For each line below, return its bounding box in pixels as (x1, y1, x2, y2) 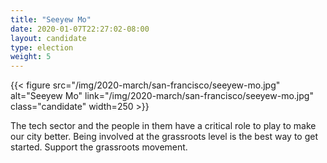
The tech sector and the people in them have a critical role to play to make (10, 120, 317, 132)
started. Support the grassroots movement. (10, 141, 188, 153)
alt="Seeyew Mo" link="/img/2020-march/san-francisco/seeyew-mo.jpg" (10, 90, 314, 102)
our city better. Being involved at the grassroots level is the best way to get (10, 131, 319, 143)
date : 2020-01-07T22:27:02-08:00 (10, 24, 150, 34)
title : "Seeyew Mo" (10, 14, 92, 25)
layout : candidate (10, 33, 87, 43)
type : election (10, 42, 74, 53)
